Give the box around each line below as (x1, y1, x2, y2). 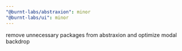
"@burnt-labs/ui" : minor (5, 15, 69, 21)
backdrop (5, 38, 30, 45)
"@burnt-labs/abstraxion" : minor (5, 8, 91, 15)
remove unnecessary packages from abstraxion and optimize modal (5, 31, 177, 38)
